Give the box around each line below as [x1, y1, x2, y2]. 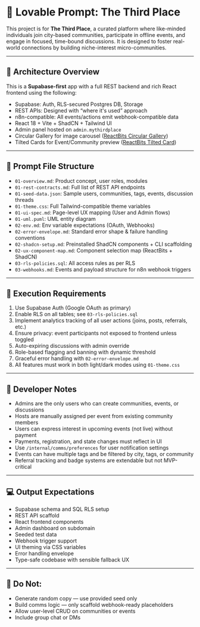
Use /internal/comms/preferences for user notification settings [14, 444, 169, 451]
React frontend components [14, 518, 84, 525]
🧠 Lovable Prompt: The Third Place [6, 5, 180, 19]
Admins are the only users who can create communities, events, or [14, 400, 179, 407]
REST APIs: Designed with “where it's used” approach [14, 107, 148, 114]
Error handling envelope [14, 550, 74, 557]
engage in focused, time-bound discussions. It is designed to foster [6, 38, 172, 45]
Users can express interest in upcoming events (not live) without [14, 425, 173, 432]
